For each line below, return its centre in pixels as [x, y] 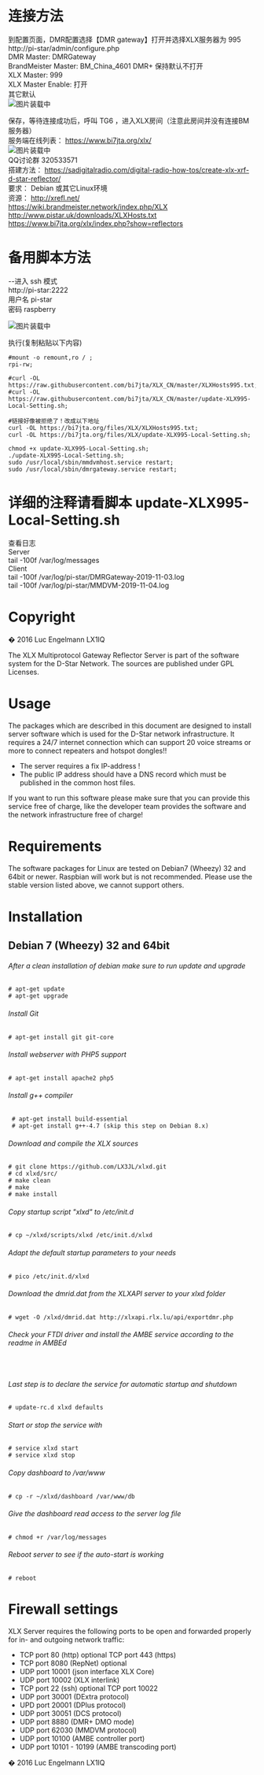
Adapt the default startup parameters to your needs [92, 1253]
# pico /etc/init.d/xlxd [49, 1277]
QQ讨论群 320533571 [43, 160]
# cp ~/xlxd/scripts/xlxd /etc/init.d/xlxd [81, 1236]
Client [18, 569]
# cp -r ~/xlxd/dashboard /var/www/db [71, 1496]
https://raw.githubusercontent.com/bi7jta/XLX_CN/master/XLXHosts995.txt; [133, 385]
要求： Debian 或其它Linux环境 [58, 188]
